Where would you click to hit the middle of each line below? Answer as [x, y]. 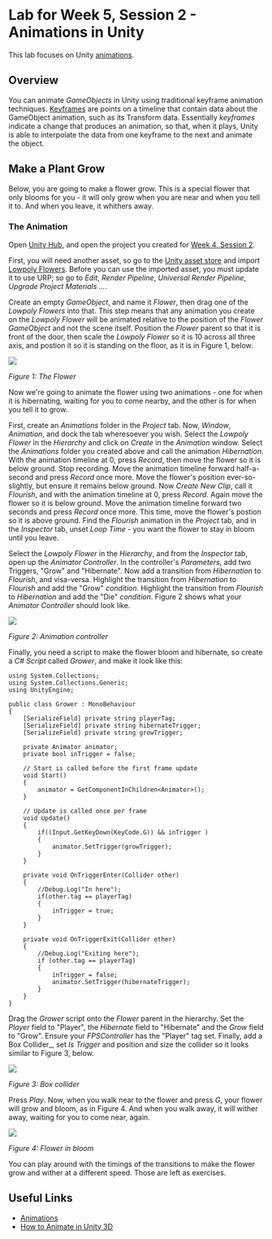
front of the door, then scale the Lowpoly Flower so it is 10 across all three [132, 336]
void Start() [45, 775]
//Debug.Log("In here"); [80, 889]
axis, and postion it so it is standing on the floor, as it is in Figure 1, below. [131, 345]
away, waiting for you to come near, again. [79, 1117]
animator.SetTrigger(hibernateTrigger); [121, 982]
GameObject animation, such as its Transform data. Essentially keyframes [132, 117]
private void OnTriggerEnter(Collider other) [101, 875]
